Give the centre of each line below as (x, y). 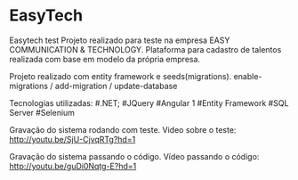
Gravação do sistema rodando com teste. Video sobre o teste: (123, 129)
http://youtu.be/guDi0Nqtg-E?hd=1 (73, 166)
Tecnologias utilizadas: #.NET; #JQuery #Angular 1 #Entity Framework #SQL (149, 102)
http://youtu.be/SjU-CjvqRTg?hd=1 (72, 139)
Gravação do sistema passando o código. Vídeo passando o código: (134, 156)
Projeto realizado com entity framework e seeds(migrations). (121, 76)
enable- (248, 76)
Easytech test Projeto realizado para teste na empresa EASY (120, 40)
